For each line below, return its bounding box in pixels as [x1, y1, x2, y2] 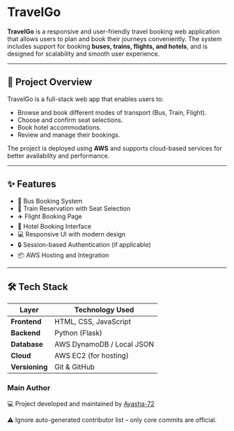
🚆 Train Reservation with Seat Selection [17, 204, 131, 213]
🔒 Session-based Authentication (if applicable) [17, 240, 151, 248]
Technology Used [74, 305, 134, 315]
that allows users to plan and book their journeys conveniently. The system [7, 34, 222, 43]
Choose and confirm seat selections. [17, 116, 123, 124]
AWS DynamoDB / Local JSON [54, 340, 155, 349]
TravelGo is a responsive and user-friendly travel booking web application [7, 27, 221, 36]
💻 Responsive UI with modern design [17, 229, 126, 238]
